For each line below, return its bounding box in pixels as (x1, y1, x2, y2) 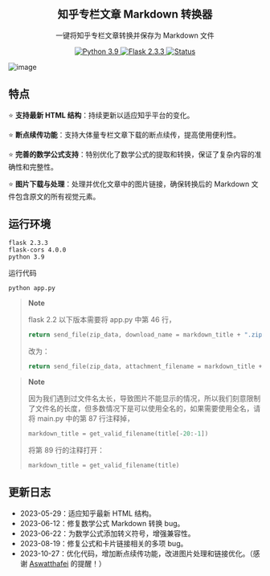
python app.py (8, 284, 56, 292)
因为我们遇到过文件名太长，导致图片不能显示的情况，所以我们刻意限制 (27, 394, 261, 403)
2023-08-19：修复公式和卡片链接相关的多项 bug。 (19, 538, 188, 548)
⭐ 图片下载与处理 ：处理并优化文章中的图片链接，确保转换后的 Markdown (8, 179, 250, 189)
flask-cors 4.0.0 (8, 246, 67, 255)
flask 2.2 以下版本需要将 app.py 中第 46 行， (27, 315, 176, 325)
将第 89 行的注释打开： (27, 445, 105, 455)
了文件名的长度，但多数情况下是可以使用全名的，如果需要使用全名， (27, 404, 254, 414)
